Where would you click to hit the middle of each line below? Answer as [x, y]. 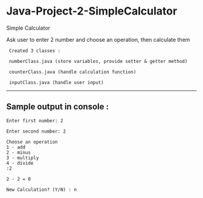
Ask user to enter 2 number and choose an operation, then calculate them [98, 39]
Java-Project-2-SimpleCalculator [92, 11]
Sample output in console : [58, 107]
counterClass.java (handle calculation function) [72, 72]
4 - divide [20, 163]
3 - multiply [23, 158]
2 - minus [19, 153]
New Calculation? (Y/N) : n [42, 190]
